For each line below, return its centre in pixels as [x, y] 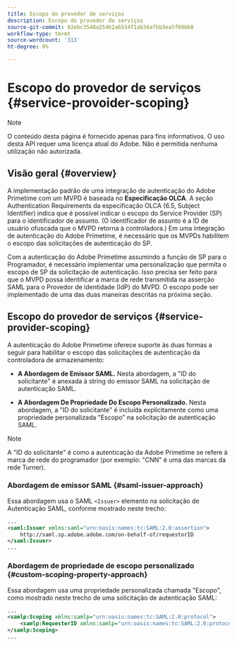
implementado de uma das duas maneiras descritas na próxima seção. [110, 294]
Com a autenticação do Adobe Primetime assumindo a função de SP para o [117, 257]
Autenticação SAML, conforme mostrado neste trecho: [87, 508]
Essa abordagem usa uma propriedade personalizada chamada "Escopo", [114, 590]
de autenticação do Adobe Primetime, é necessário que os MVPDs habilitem [118, 236]
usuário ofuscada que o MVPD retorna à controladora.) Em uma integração [116, 228]
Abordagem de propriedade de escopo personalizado [101, 566]
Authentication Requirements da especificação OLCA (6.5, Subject [104, 205]
